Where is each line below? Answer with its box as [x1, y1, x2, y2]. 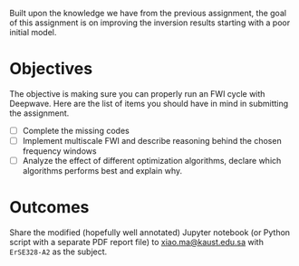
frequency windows [22, 146, 97, 157]
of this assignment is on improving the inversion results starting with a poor [9, 17, 291, 28]
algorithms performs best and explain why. [22, 166, 183, 176]
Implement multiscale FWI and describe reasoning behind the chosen [22, 136, 283, 146]
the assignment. [9, 108, 70, 119]
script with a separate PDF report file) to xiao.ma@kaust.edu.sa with [9, 237, 265, 248]
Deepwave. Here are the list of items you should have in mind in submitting [9, 98, 289, 109]
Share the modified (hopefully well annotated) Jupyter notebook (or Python [9, 227, 291, 238]
